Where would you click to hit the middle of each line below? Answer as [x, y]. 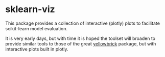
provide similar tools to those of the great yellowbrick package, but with [81, 43]
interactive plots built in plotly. [37, 49]
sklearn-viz [30, 9]
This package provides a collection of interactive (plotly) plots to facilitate [82, 23]
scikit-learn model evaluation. [37, 28]
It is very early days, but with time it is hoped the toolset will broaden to [80, 38]
